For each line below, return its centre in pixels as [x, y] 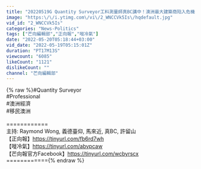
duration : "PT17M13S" [33, 51]
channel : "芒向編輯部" [32, 73]
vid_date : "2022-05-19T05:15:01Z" [49, 46]
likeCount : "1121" [29, 62]
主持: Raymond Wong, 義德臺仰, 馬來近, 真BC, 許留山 [71, 131]
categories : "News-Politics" [43, 28]
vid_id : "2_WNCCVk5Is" [34, 23]
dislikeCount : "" [28, 67]
